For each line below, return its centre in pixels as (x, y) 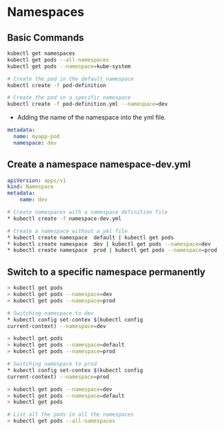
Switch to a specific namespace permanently (106, 272)
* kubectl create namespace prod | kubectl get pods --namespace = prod (112, 250)
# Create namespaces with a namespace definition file (88, 212)
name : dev (34, 200)
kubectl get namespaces (41, 53)
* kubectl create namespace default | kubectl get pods (91, 237)
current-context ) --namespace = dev (57, 326)
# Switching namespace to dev (51, 313)
